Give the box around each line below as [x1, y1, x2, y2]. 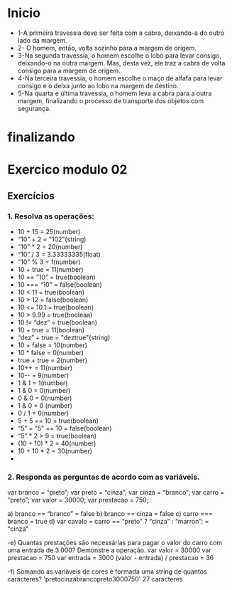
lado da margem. [17, 36, 67, 44]
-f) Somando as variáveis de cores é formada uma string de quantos [7, 567, 207, 576]
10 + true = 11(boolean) [17, 326, 85, 334]
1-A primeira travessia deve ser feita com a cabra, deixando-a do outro [17, 28, 225, 37]
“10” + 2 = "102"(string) [17, 235, 87, 243]
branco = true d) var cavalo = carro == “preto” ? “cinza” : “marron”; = [7, 517, 209, 526]
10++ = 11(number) [17, 364, 73, 372]
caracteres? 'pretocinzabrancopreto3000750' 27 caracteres [7, 575, 183, 584]
